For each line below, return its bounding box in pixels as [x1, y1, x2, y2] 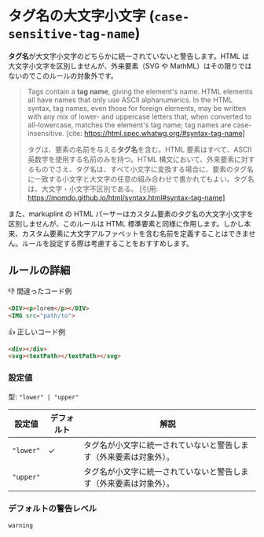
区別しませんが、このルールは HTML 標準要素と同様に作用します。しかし [8, 219, 244, 228]
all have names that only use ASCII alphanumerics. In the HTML [27, 95, 233, 105]
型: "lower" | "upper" [8, 392, 79, 401]
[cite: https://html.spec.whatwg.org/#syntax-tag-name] [65, 128, 245, 138]
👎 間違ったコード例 [8, 286, 72, 296]
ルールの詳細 [8, 264, 71, 278]
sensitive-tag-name [8, 27, 135, 42]
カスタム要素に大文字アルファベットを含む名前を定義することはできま [21, 229, 249, 238]
